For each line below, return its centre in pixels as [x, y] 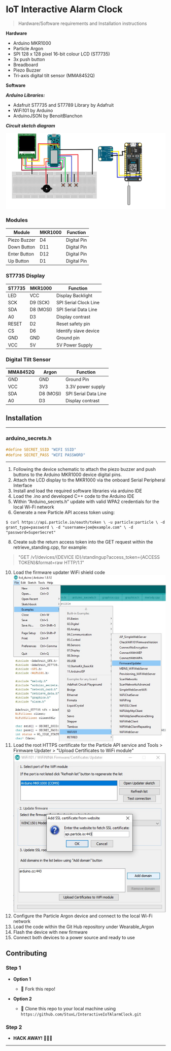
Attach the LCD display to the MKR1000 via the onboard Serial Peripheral [89, 480]
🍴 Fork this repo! [38, 989]
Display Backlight [74, 295]
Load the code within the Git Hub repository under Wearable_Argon [83, 927]
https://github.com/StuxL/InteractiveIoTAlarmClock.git [81, 1014]
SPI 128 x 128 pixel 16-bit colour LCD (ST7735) [62, 54]
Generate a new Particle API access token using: [64, 513]
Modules [17, 220]
